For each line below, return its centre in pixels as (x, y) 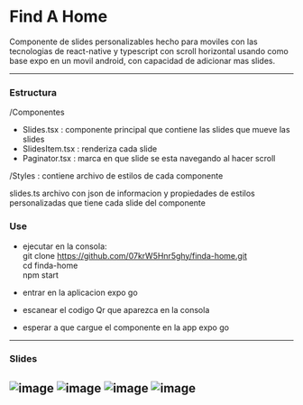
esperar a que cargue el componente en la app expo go (126, 327)
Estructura (33, 92)
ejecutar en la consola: (64, 246)
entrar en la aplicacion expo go (80, 292)
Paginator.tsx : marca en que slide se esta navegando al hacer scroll (149, 159)
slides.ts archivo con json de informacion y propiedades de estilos (132, 193)
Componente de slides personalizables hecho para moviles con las (134, 41)
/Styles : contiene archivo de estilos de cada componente (116, 176)
